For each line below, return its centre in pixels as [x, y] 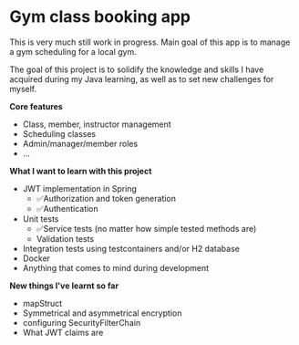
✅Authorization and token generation [106, 198]
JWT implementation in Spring [79, 188]
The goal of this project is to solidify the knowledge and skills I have [137, 69]
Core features [36, 106]
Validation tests [65, 238]
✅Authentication [67, 208]
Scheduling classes [59, 133]
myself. [23, 89]
